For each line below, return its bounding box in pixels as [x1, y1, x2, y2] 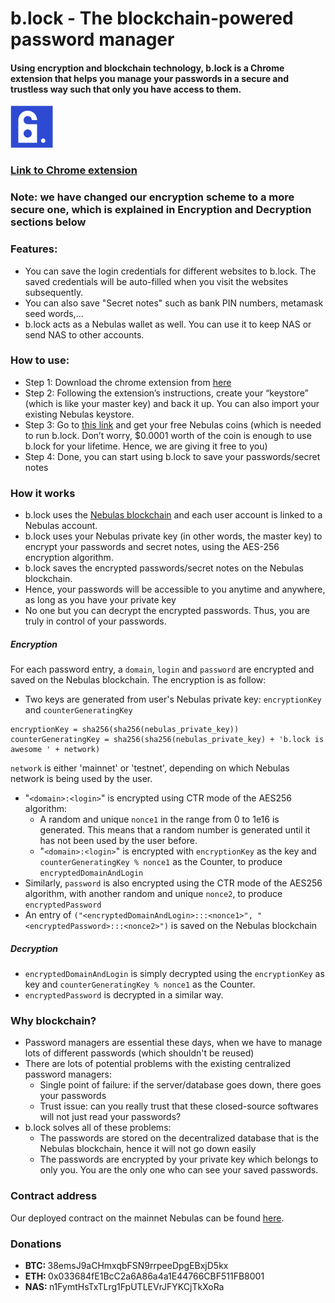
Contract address [10, 1189, 98, 1203]
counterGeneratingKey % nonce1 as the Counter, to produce [39, 856, 283, 868]
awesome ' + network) [10, 745, 101, 755]
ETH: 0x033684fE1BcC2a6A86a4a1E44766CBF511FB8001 [24, 1270, 265, 1282]
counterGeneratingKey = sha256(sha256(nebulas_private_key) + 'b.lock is [10, 735, 325, 745]
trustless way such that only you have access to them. [10, 83, 242, 95]
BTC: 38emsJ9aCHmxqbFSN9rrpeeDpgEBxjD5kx [24, 1259, 229, 1271]
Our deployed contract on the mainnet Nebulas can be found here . [10, 1212, 285, 1224]
